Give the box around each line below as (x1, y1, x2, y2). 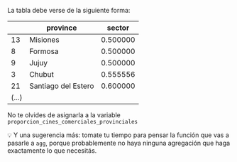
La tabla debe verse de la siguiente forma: (7, 6, 131, 14)
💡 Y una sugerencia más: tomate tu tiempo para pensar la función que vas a (7, 131, 229, 139)
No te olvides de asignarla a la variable (7, 111, 121, 119)
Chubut (29, 70, 55, 79)
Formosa (29, 46, 59, 56)
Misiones (29, 35, 60, 45)
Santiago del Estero (29, 81, 94, 91)
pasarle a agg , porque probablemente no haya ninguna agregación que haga (7, 139, 231, 147)
